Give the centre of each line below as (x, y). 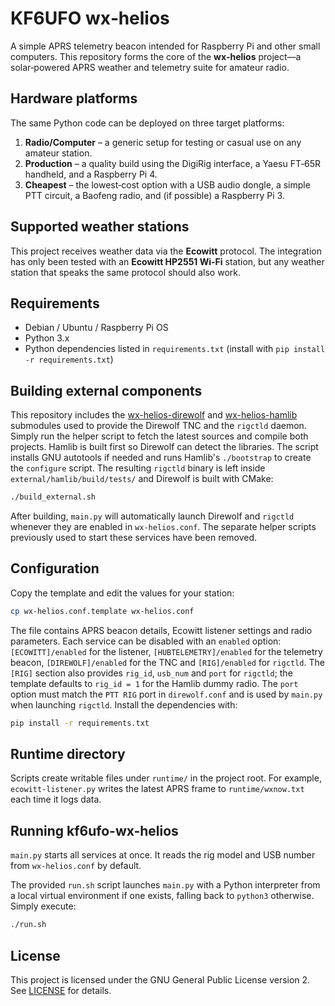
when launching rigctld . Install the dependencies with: (124, 704)
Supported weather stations (100, 227)
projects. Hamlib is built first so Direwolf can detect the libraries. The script (164, 447)
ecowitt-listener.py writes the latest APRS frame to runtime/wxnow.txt (157, 789)
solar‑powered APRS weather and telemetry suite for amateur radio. (150, 67)
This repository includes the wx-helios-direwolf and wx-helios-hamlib (154, 415)
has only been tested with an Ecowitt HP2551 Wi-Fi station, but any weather (167, 261)
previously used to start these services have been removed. (134, 538)
